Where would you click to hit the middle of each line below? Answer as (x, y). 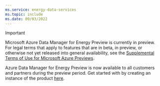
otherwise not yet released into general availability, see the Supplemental (80, 53)
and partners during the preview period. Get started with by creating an (78, 73)
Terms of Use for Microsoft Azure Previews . (50, 58)
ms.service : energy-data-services (41, 10)
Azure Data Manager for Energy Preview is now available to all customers (80, 68)
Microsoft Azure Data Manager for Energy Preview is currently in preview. (80, 43)
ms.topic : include (24, 14)
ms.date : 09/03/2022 (27, 19)
